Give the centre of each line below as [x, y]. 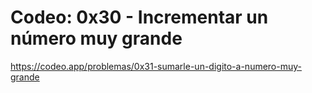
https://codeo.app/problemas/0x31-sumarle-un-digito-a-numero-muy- [156, 66]
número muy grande [96, 38]
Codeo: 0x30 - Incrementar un [139, 17]
